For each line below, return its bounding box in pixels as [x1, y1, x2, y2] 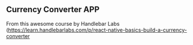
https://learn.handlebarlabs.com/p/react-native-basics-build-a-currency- [8, 26, 188, 33]
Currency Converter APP [6, 5, 99, 15]
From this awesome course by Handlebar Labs [6, 20, 120, 27]
